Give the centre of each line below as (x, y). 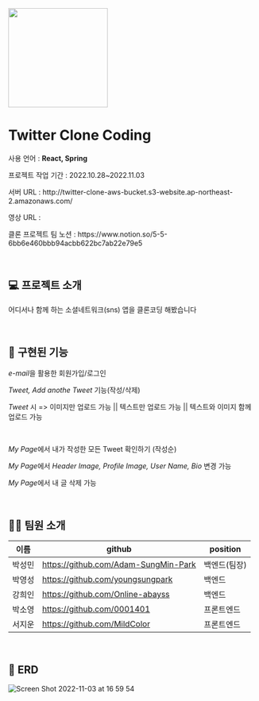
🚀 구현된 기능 (39, 352)
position (225, 549)
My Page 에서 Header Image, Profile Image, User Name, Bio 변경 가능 (120, 466)
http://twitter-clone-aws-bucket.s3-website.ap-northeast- (137, 192)
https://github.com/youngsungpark (108, 580)
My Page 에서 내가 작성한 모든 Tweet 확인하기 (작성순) (93, 449)
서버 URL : (25, 192)
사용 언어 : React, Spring (48, 158)
